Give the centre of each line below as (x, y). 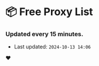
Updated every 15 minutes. (45, 34)
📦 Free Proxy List (49, 12)
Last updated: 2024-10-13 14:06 (52, 47)
